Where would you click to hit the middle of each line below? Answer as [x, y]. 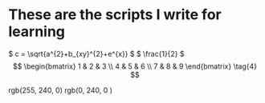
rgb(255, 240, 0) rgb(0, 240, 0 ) [61, 90]
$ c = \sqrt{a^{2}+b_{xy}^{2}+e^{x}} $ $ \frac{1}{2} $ [96, 53]
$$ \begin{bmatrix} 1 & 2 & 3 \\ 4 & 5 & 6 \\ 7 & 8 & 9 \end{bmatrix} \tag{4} [135, 66]
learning [37, 32]
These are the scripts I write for [115, 15]
